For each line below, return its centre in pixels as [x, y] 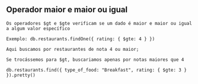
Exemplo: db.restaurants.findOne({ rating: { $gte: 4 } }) [81, 39]
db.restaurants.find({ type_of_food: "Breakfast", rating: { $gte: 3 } [96, 70]
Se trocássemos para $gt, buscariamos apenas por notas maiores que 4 [95, 59]
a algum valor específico [38, 28]
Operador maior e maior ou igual [67, 10]
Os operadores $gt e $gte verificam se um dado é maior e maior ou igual [99, 23]
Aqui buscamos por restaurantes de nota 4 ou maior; [73, 49]
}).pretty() [21, 75]
